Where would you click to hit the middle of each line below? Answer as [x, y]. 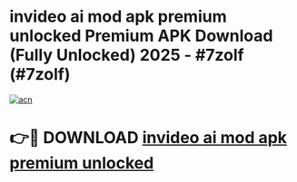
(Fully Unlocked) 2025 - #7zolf [127, 55]
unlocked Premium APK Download [141, 36]
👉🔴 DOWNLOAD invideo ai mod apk [148, 138]
